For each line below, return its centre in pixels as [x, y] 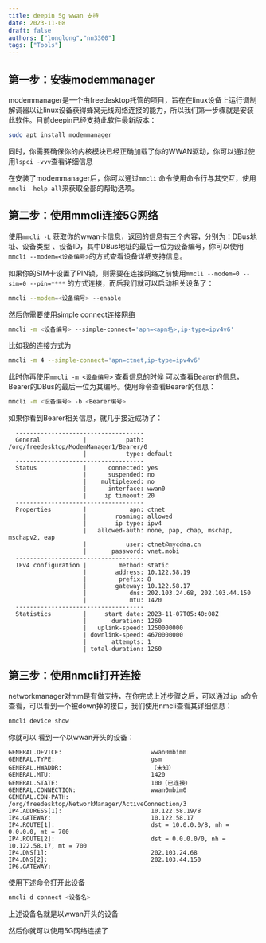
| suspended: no [119, 475]
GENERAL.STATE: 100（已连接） [100, 783]
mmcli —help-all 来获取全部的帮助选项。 [74, 188]
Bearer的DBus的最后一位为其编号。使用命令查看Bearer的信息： [112, 387]
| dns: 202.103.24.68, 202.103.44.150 [167, 594]
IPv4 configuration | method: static [92, 566]
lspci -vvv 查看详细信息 [54, 161]
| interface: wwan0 [124, 489]
